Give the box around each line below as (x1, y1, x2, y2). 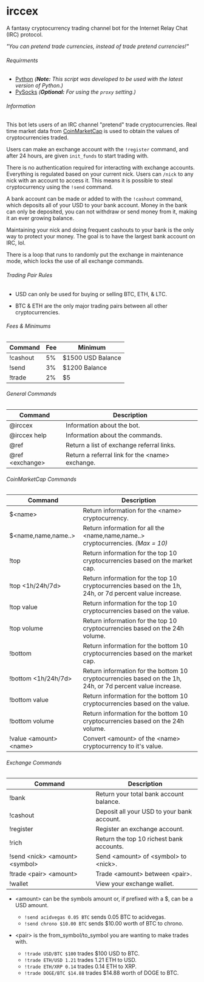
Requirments (6, 57, 38, 64)
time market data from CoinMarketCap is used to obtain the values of (6, 128, 179, 135)
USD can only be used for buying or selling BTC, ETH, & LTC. (15, 290, 168, 297)
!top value (9, 603, 38, 612)
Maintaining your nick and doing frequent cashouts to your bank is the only (6, 226, 194, 233)
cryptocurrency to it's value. (83, 742, 163, 750)
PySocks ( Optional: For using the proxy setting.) (15, 88, 137, 95)
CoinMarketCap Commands (6, 475, 77, 483)
